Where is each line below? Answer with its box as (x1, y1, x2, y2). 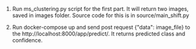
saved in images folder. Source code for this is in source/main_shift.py (12, 12, 190, 19)
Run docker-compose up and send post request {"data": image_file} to (12, 24, 190, 31)
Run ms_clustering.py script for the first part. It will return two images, (12, 6, 189, 12)
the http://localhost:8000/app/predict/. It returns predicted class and (12, 30, 186, 37)
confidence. (12, 37, 43, 43)
